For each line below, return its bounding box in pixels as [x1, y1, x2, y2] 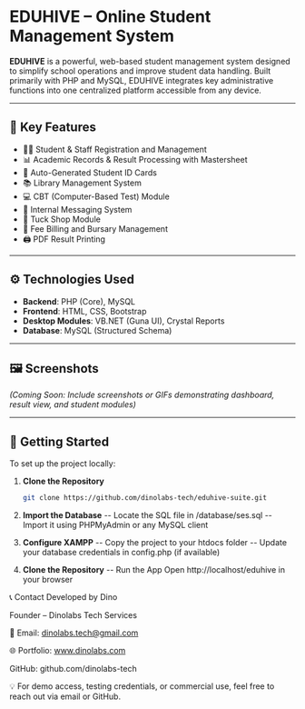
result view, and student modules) [9, 399, 136, 410]
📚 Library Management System [22, 177, 143, 188]
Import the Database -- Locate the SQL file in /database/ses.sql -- [22, 510, 272, 521]
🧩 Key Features [9, 120, 97, 135]
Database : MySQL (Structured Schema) [22, 325, 172, 335]
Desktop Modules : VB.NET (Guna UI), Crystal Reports [22, 315, 225, 326]
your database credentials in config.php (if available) [22, 547, 221, 558]
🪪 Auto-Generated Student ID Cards [22, 166, 157, 178]
